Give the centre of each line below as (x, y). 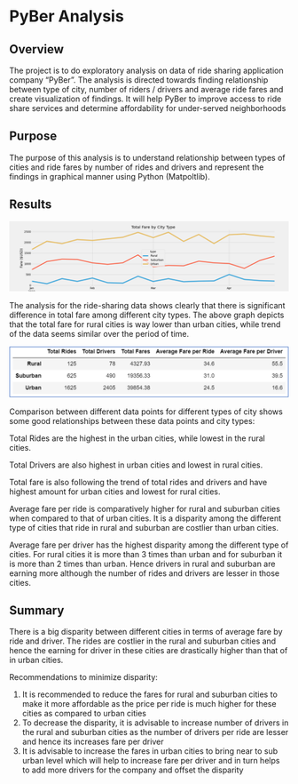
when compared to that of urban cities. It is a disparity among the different (145, 518)
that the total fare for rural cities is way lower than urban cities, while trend (145, 324)
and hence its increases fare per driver (93, 742)
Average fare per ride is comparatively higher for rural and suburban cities (145, 508)
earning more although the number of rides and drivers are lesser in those (145, 573)
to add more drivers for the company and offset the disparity (133, 770)
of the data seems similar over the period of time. (99, 333)
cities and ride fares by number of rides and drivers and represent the (137, 167)
